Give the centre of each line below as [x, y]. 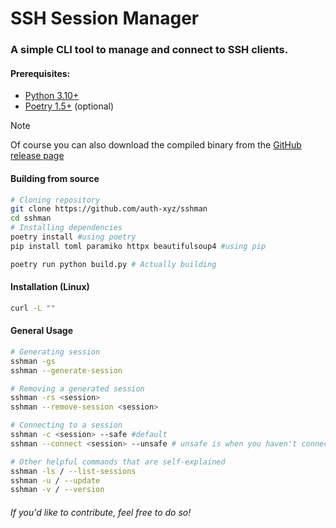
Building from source [55, 178]
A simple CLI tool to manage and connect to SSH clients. [149, 50]
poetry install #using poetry [73, 237]
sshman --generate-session [66, 370]
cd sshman [31, 218]
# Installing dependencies [66, 228]
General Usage [42, 331]
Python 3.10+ [52, 96]
